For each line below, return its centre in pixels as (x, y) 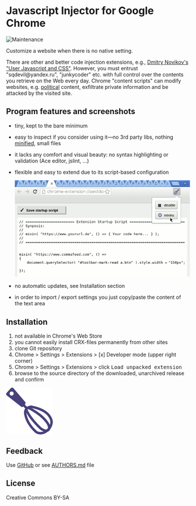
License (21, 483)
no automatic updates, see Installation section (70, 286)
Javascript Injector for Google (80, 11)
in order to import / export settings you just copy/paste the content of (98, 297)
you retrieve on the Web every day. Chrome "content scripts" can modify (94, 81)
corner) (24, 361)
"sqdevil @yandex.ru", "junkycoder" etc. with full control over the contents (95, 74)
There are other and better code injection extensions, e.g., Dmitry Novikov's (97, 62)
